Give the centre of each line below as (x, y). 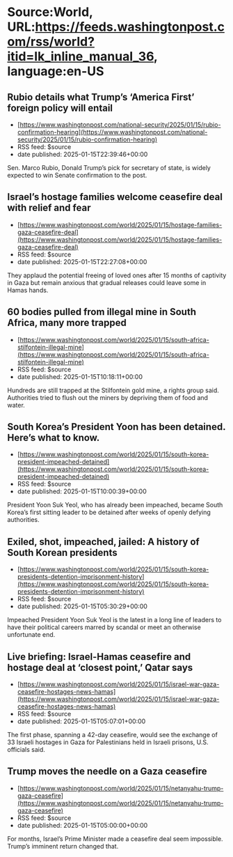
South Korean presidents (62, 552)
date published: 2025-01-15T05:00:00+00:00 (82, 825)
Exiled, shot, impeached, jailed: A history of (103, 542)
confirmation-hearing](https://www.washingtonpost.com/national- (112, 132)
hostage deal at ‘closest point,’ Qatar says (100, 667)
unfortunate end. (31, 635)
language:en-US (56, 71)
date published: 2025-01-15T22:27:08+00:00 (82, 261)
